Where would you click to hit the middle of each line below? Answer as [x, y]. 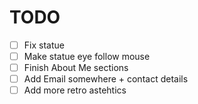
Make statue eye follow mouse [87, 56]
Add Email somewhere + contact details [106, 79]
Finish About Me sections [76, 68]
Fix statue [44, 45]
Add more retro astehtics [75, 90]
